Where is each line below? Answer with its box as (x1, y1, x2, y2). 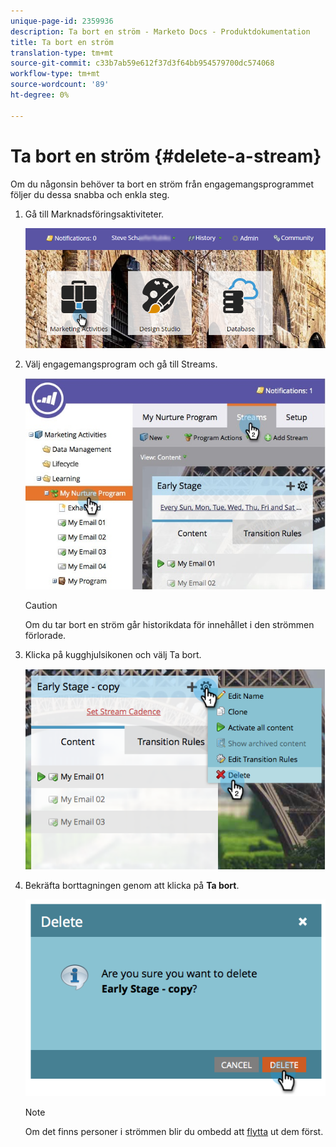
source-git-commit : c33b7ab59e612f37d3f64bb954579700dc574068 (10, 58, 275, 69)
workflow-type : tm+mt (10, 69, 101, 79)
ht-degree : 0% (10, 90, 70, 100)
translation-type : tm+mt (10, 48, 114, 58)
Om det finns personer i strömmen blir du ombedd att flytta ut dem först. (24, 1125, 324, 1137)
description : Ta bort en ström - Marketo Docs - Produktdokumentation (10, 26, 311, 37)
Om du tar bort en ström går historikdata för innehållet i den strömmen (24, 618, 315, 630)
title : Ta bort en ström (10, 37, 114, 47)
